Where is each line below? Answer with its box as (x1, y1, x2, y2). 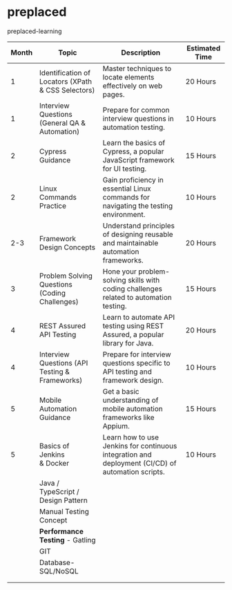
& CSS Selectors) (39, 85, 95, 95)
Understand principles (102, 220, 175, 230)
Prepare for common (102, 105, 171, 115)
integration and (102, 450, 152, 459)
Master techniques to (102, 64, 172, 73)
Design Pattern (39, 495, 88, 505)
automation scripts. (102, 467, 166, 477)
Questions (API (39, 358, 88, 368)
